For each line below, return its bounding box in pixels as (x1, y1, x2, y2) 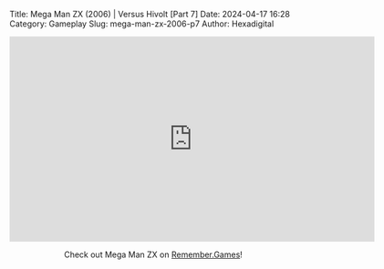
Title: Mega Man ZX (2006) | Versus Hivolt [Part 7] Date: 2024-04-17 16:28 (9, 9, 290, 19)
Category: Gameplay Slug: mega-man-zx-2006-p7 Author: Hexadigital (9, 18, 275, 29)
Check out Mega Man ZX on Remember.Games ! (63, 249, 244, 260)
